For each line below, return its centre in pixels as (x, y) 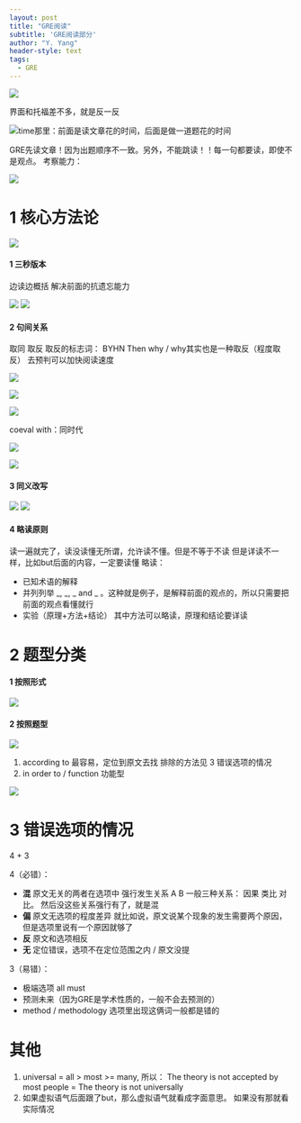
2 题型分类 (48, 655)
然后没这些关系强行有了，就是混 (99, 905)
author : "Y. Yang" (44, 43)
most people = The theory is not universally (103, 1087)
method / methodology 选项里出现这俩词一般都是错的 (121, 1010)
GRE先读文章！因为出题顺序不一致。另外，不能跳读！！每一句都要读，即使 (147, 149)
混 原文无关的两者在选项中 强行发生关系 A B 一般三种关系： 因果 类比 (150, 893)
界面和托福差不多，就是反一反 (64, 111)
